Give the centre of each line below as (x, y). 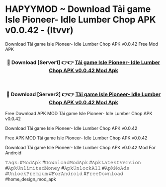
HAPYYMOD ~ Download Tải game (78, 9)
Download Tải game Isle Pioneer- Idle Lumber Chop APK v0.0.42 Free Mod (82, 44)
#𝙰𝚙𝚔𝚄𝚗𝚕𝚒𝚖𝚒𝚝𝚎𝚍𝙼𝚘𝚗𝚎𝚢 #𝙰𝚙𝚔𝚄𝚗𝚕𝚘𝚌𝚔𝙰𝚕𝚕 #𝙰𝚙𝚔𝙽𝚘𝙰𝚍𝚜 (67, 168)
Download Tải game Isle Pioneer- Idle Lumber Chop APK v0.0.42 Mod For (80, 147)
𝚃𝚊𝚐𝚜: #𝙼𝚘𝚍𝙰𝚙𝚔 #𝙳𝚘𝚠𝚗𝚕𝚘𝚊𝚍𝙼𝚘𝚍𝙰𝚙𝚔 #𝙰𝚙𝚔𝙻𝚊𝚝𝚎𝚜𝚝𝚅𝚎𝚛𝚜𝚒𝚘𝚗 (73, 162)
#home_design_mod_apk (31, 179)
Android (13, 153)
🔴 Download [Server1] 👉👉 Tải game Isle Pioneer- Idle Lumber (83, 62)
